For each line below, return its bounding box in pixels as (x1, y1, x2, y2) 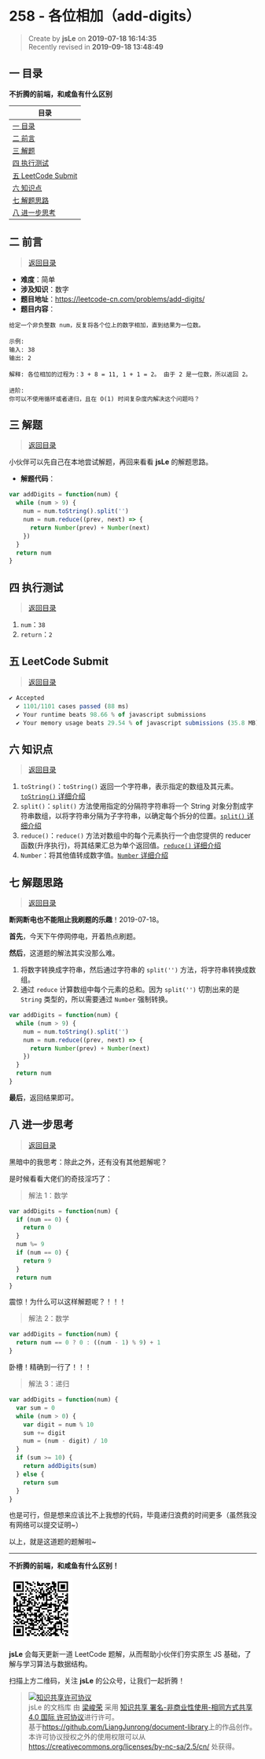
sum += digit (23, 1429, 66, 1436)
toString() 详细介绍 (20, 791, 86, 801)
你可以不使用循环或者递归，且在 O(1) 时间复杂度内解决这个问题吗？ (9, 395, 200, 403)
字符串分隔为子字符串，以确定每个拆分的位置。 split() (68, 811, 245, 820)
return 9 (23, 1256, 52, 1265)
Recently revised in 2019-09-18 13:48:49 (28, 42, 164, 51)
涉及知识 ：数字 (20, 284, 69, 293)
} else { (16, 1470, 45, 1478)
